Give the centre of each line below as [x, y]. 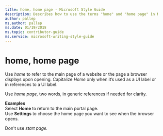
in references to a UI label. [31, 84]
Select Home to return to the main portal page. [52, 108]
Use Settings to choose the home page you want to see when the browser [80, 113]
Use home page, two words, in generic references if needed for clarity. [76, 94]
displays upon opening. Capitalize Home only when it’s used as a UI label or [81, 79]
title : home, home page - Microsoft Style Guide [55, 9]
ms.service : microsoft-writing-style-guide [50, 37]
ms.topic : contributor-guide [34, 32]
